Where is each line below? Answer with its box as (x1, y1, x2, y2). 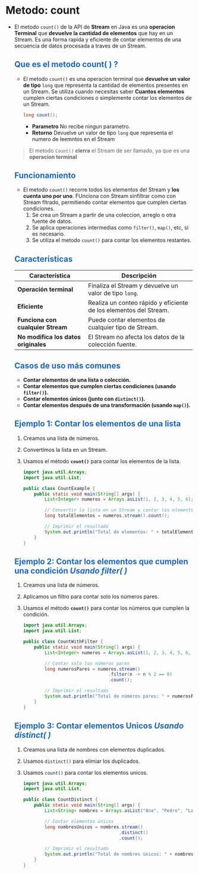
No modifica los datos (17, 333, 81, 341)
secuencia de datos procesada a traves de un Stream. (14, 42, 147, 49)
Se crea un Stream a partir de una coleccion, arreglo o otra (31, 212, 176, 219)
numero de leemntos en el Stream (31, 135, 115, 143)
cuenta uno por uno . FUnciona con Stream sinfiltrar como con (23, 193, 176, 200)
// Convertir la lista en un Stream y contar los (44, 507, 170, 513)
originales (17, 340, 47, 348)
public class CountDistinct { (23, 797, 99, 803)
